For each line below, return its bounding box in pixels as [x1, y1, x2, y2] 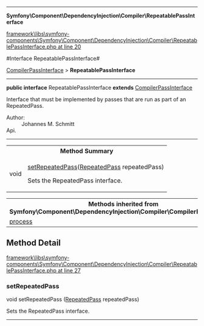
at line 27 [57, 267, 81, 274]
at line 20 [57, 43, 81, 50]
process [9, 218, 33, 225]
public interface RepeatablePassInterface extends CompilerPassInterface [6, 84, 192, 91]
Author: [6, 114, 25, 121]
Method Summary [59, 147, 114, 155]
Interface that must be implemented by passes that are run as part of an [6, 96, 186, 103]
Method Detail [6, 238, 61, 248]
